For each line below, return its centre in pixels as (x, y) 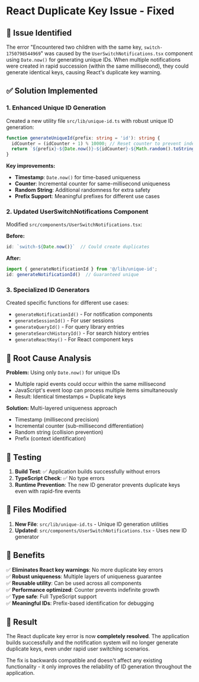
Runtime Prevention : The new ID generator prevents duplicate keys (97, 485)
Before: (15, 236)
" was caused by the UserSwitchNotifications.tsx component (117, 53)
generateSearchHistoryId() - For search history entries (82, 333)
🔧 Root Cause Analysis (49, 358)
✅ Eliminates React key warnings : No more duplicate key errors (85, 570)
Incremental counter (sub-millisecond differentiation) (79, 426)
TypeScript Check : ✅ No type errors (60, 478)
